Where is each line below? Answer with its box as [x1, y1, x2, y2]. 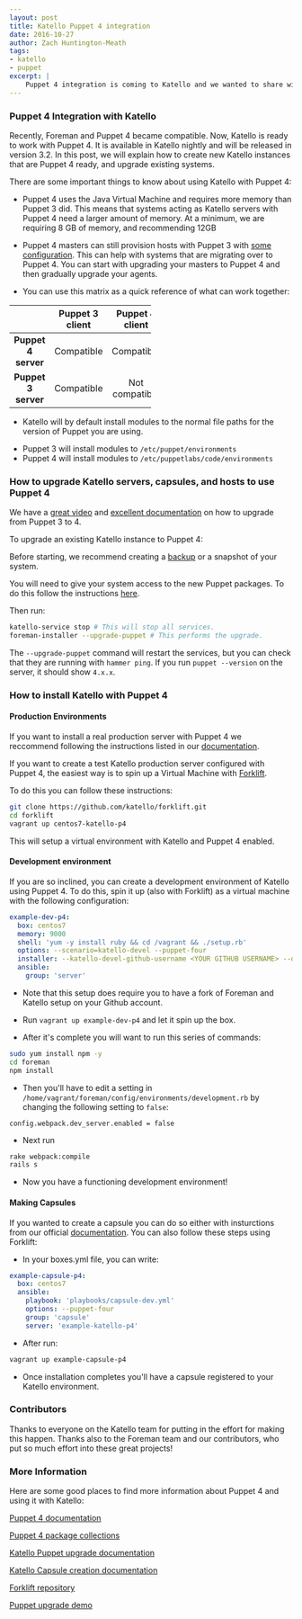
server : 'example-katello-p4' [25, 1321, 139, 1330]
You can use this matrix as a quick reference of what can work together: [22, 285, 290, 297]
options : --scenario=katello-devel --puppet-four [17, 946, 207, 955]
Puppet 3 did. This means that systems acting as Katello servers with [22, 203, 279, 214]
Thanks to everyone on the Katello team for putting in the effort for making [9, 1423, 285, 1435]
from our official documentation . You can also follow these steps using [9, 1227, 271, 1238]
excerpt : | [9, 72, 50, 81]
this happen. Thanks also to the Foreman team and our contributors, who [9, 1433, 280, 1444]
